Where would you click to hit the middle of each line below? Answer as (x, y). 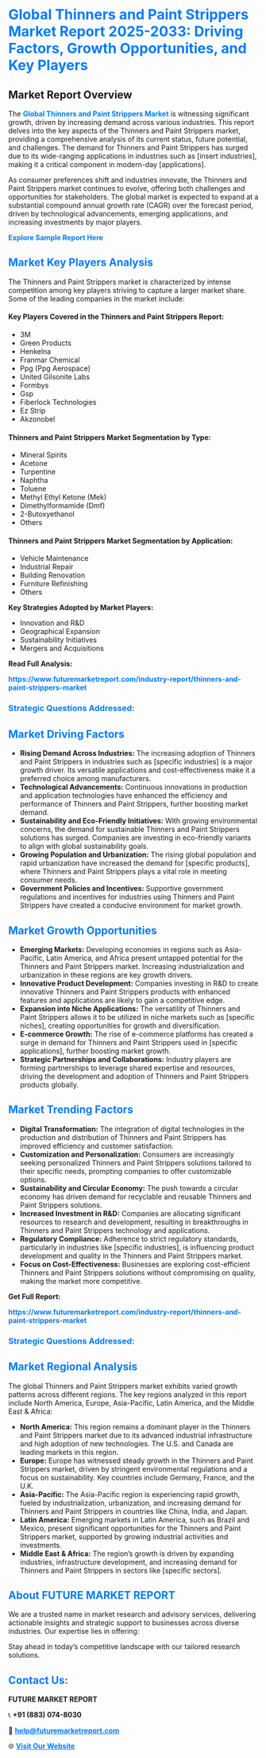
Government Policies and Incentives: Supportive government (121, 889)
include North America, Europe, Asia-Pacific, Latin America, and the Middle (131, 1402)
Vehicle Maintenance (54, 558)
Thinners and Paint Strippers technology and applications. (115, 1230)
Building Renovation (52, 575)
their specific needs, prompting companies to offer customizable (125, 1171)
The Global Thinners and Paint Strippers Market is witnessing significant (129, 114)
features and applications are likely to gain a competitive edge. (122, 1000)
